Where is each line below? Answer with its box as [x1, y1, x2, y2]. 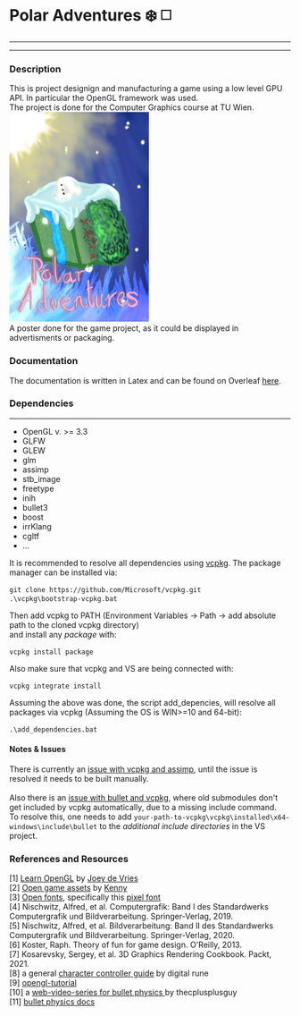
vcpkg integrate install [9, 682, 102, 690]
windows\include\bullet [9, 823, 98, 832]
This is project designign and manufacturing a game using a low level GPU [9, 83, 283, 94]
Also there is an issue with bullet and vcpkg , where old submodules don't [9, 792, 279, 803]
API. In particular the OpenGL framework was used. [9, 93, 199, 104]
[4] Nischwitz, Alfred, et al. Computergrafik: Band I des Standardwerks [9, 902, 270, 912]
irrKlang [21, 521, 52, 531]
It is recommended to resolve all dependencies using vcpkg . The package [9, 557, 281, 568]
